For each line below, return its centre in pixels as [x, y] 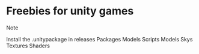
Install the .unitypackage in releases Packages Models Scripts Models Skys [99, 39]
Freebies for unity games [70, 11]
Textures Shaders [28, 46]
